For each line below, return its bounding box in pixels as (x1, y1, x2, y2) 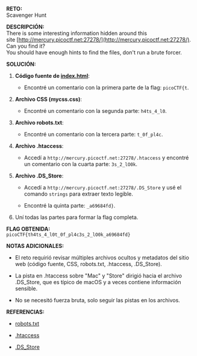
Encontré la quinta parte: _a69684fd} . (23, 202, 116, 209)
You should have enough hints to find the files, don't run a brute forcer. (6, 49, 183, 56)
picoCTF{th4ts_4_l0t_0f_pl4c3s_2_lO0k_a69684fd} (6, 232, 131, 238)
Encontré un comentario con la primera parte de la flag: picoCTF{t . (23, 84, 189, 91)
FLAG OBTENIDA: (6, 226, 51, 232)
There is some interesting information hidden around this (6, 30, 148, 37)
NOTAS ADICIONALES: (6, 243, 64, 249)
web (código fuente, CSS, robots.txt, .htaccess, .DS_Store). (14, 261, 163, 267)
